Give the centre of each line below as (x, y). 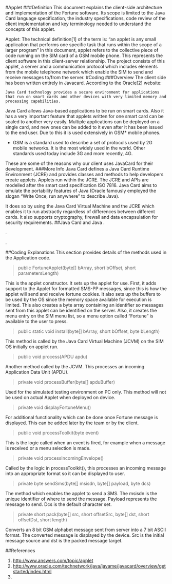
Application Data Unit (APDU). (37, 372)
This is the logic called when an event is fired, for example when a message (85, 443)
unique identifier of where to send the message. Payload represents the (81, 499)
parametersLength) (38, 273)
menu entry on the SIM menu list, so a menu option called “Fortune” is (79, 316)
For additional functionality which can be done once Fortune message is (82, 417)
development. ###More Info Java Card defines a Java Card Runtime (78, 169)
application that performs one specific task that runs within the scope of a (83, 45)
